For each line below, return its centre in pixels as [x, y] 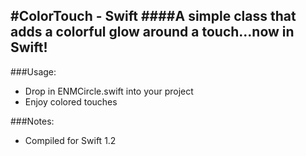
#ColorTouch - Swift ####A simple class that [153, 16]
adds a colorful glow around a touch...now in [152, 32]
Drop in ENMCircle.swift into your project [109, 91]
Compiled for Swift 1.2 [70, 140]
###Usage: [33, 71]
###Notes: [32, 121]
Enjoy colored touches [71, 101]
